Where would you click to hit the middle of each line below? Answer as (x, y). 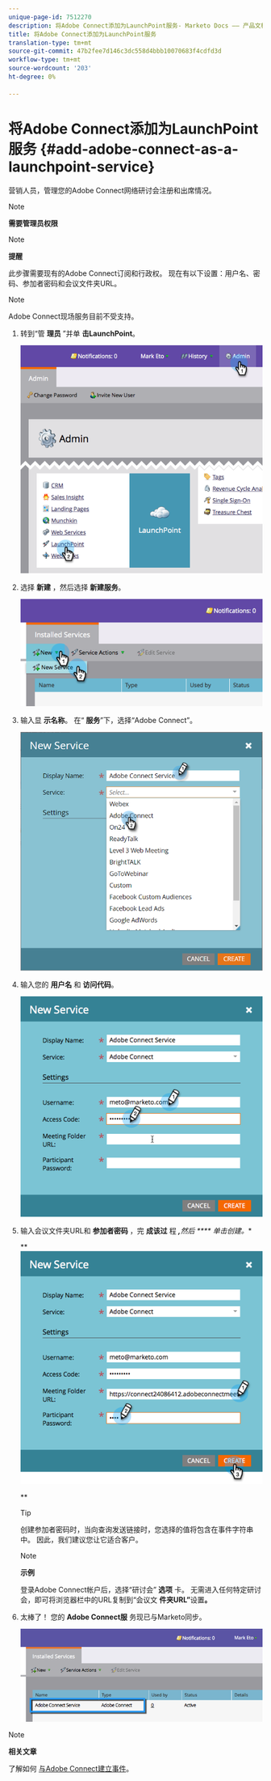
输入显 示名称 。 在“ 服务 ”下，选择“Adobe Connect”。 (108, 720)
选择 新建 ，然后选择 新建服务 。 (73, 587)
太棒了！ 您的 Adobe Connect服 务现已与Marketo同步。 (113, 1617)
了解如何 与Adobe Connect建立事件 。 (71, 1769)
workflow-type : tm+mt (45, 60)
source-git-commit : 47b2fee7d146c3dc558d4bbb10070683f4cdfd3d (115, 51)
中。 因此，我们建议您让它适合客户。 (81, 1540)
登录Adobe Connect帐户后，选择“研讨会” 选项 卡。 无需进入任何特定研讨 (141, 1590)
